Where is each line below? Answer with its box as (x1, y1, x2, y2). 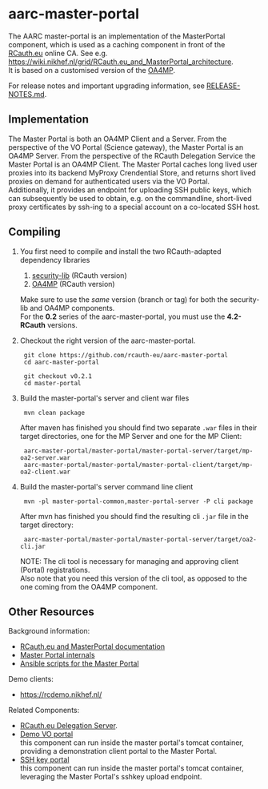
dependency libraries (19, 255, 90, 264)
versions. (47, 320, 78, 329)
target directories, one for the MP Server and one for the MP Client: (19, 431, 242, 441)
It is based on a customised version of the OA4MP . (8, 65, 176, 74)
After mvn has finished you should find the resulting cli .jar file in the (19, 511, 250, 521)
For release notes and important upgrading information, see (8, 81, 206, 91)
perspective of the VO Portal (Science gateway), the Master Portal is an (8, 142, 244, 152)
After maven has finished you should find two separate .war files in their (19, 422, 258, 433)
